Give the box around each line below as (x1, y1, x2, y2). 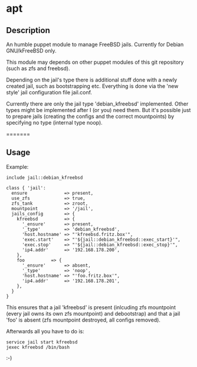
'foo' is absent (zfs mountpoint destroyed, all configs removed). (6, 316, 161, 323)
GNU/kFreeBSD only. (6, 47, 57, 54)
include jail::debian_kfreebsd (6, 175, 83, 181)
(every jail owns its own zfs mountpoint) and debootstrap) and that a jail (6, 310, 180, 317)
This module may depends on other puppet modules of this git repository (6, 58, 184, 65)
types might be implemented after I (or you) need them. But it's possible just (6, 107, 191, 113)
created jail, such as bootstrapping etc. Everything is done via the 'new (6, 83, 179, 90)
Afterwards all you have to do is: (6, 327, 84, 335)
